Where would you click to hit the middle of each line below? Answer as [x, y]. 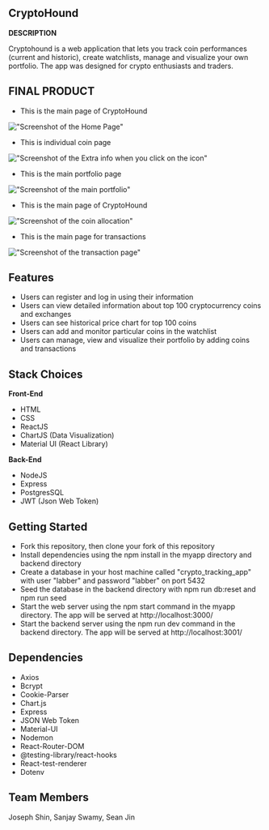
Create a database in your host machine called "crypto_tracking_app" [136, 572]
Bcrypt [31, 686]
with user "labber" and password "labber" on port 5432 [113, 581]
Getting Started [48, 526]
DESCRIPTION [33, 32]
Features [31, 278]
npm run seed [43, 598]
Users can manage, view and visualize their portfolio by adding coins [135, 340]
